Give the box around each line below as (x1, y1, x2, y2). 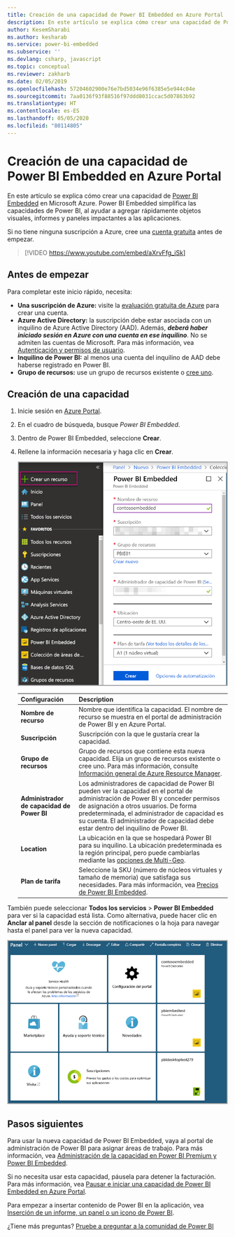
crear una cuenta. (17, 309, 69, 317)
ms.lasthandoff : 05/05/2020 (7, 115, 90, 122)
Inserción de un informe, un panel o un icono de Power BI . (7, 1208, 175, 1217)
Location (20, 845, 48, 853)
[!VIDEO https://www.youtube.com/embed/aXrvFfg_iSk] (24, 248, 186, 257)
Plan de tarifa (20, 877, 61, 885)
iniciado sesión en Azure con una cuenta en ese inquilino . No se (17, 330, 208, 339)
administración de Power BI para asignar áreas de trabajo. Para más (7, 1144, 203, 1152)
